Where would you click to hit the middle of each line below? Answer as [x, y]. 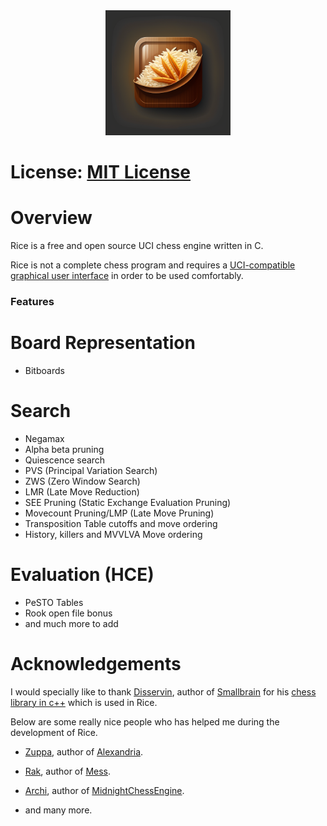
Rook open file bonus [68, 613]
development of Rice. [54, 732]
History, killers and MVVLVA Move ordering [113, 534]
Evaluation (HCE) [82, 575]
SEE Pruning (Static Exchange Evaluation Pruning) [128, 502]
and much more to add [71, 623]
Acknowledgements [96, 664]
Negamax [44, 438]
